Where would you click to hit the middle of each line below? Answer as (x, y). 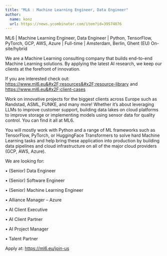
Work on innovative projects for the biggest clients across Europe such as (81, 99)
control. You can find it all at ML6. (40, 120)
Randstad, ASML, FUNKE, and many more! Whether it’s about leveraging (79, 104)
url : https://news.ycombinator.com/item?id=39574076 (66, 24)
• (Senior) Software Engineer (35, 180)
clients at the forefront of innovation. (43, 69)
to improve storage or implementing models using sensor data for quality (80, 115)
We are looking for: (25, 161)
